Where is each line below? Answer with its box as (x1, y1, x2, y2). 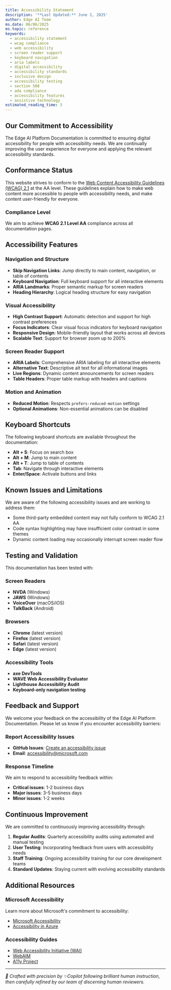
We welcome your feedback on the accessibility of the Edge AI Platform (5, 715, 156, 721)
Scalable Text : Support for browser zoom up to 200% (12, 335, 126, 341)
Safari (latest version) (12, 641, 59, 647)
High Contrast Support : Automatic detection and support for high (12, 314, 151, 320)
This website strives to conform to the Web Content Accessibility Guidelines (5, 179, 165, 185)
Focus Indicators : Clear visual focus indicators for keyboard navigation (12, 324, 162, 331)
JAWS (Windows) (12, 595, 50, 601)
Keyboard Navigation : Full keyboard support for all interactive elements (12, 278, 164, 284)
